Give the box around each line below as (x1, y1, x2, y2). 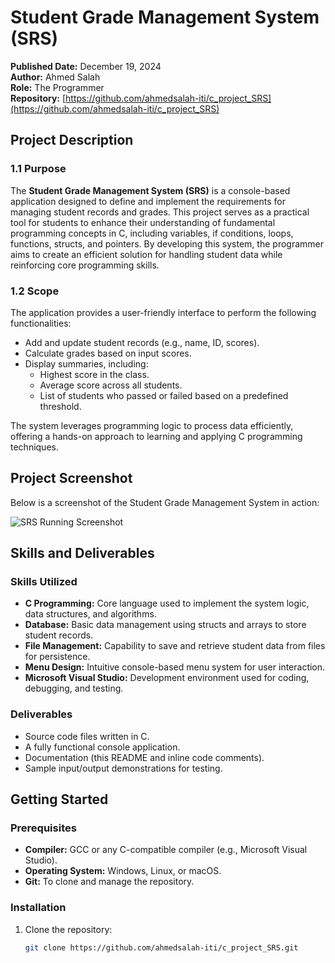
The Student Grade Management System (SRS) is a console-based (10, 184, 291, 196)
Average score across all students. (39, 379, 183, 391)
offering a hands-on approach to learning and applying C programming (10, 430, 303, 442)
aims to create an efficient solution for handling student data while (10, 248, 283, 260)
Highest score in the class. (39, 368, 150, 380)
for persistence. (24, 651, 91, 663)
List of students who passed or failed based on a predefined (39, 389, 289, 401)
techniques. (10, 441, 59, 453)
